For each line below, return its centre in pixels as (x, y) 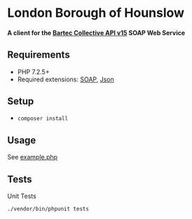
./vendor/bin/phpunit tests (48, 209)
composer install (43, 119)
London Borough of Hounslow (96, 13)
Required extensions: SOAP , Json (66, 79)
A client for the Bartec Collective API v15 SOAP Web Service (96, 32)
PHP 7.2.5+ (34, 72)
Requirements (39, 55)
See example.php (33, 157)
